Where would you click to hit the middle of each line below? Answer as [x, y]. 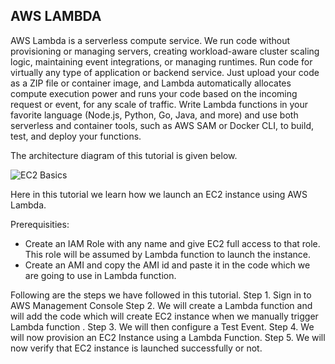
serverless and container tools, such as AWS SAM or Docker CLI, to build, [162, 125]
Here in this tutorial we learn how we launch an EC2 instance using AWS [159, 194]
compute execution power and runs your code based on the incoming [154, 93]
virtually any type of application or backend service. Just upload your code [165, 72]
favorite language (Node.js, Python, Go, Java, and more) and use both [154, 115]
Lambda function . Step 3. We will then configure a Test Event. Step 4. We [162, 326]
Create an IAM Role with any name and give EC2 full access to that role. [172, 243]
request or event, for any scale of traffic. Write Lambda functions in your [159, 104]
